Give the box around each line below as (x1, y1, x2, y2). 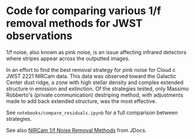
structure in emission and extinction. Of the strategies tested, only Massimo (6, 85, 189, 92)
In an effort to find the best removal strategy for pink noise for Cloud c (6, 66, 176, 73)
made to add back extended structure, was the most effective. (6, 97, 157, 104)
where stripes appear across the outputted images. (6, 55, 130, 62)
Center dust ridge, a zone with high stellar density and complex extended (6, 78, 184, 86)
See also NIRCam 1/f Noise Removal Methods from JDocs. (6, 127, 147, 134)
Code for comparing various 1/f (6, 4, 162, 18)
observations (6, 29, 72, 42)
